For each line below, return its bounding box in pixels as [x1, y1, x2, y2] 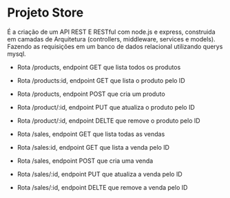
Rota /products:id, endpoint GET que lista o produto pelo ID [17, 76, 185, 84]
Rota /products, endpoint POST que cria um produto [17, 90, 165, 98]
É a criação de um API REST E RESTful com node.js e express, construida [7, 28, 216, 36]
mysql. [7, 50, 26, 58]
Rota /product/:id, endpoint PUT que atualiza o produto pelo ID [17, 103, 195, 111]
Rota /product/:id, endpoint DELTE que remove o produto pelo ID [17, 116, 201, 125]
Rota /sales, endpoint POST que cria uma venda [17, 157, 154, 165]
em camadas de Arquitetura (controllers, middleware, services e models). [7, 34, 216, 43]
